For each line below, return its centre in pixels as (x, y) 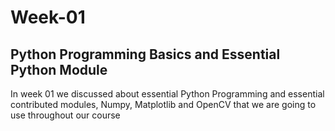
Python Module (59, 69)
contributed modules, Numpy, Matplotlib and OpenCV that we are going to (163, 104)
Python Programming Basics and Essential (145, 54)
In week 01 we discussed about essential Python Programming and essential (167, 94)
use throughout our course (65, 115)
